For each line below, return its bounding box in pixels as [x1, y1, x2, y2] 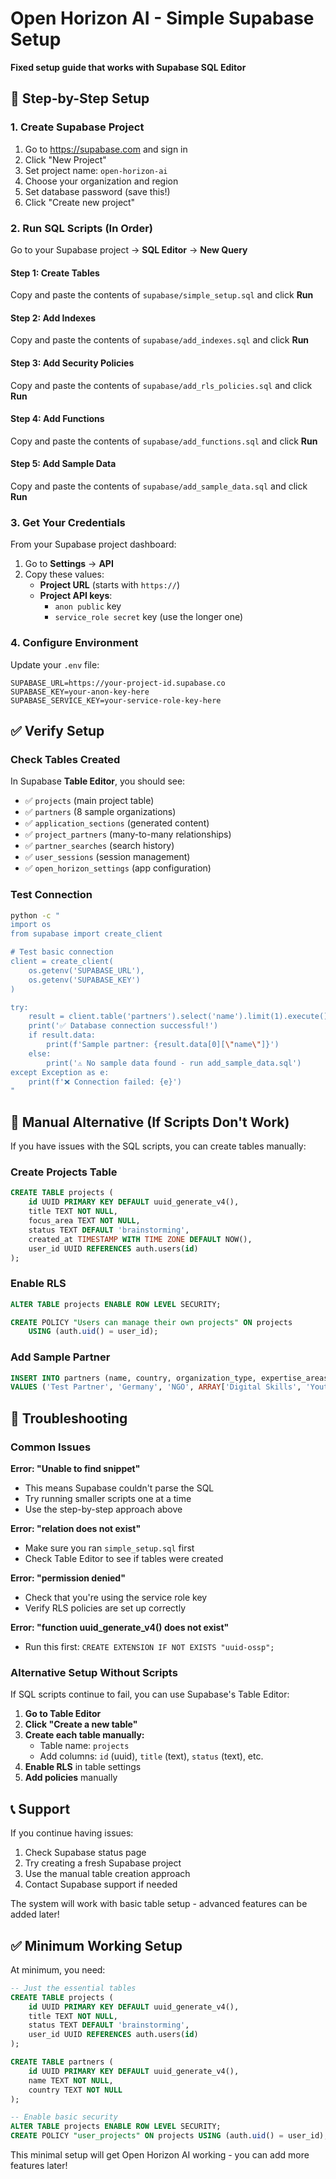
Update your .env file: [10, 658, 100, 671]
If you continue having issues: [10, 1827, 134, 1839]
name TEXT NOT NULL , [28, 2075, 114, 2086]
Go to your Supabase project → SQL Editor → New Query [10, 243, 248, 256]
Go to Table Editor [24, 1708, 102, 1720]
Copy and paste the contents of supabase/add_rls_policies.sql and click [10, 379, 313, 391]
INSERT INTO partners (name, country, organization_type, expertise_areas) [10, 1373, 333, 1383]
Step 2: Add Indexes [10, 312, 97, 324]
